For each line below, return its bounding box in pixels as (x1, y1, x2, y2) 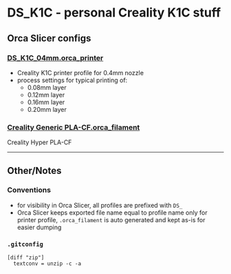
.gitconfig (7, 240, 43, 248)
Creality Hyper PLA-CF (7, 138, 72, 146)
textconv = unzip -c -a (13, 260, 81, 267)
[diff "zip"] (7, 254, 45, 262)
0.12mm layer (27, 90, 65, 99)
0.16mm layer (27, 98, 65, 106)
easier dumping (16, 223, 62, 231)
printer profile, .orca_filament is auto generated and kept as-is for (16, 215, 206, 224)
